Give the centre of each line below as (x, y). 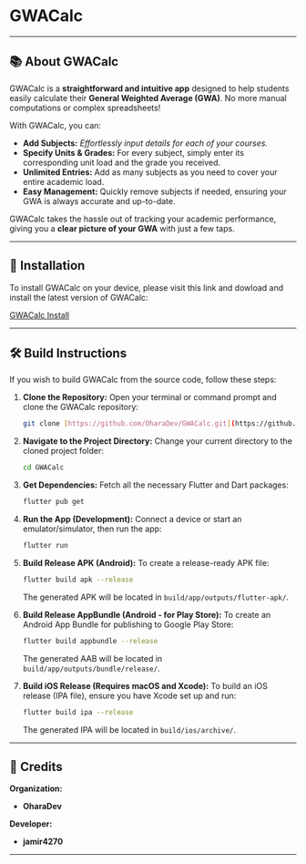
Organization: (36, 788)
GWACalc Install (40, 314)
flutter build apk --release (78, 580)
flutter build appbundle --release (90, 641)
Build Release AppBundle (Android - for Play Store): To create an (147, 614)
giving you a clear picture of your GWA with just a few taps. (122, 228)
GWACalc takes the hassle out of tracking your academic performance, (143, 219)
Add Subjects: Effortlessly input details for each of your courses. (145, 143)
